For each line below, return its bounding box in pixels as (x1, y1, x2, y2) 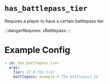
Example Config (4, 45, 71, 56)
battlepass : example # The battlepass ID (13, 74, 98, 79)
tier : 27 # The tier (13, 69, 55, 74)
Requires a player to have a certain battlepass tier (4, 18, 104, 24)
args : (9, 65, 20, 70)
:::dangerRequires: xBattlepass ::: (4, 27, 71, 33)
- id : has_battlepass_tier (4, 60, 59, 66)
